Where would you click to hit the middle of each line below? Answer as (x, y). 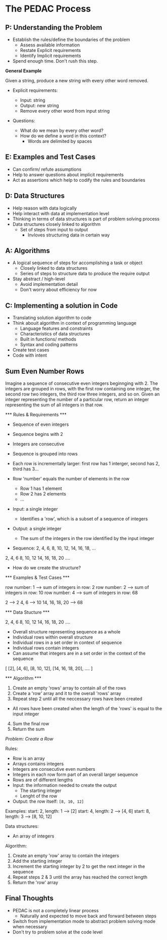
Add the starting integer (37, 861)
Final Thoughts (30, 898)
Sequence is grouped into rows (45, 454)
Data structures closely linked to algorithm (57, 224)
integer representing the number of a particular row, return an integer (77, 400)
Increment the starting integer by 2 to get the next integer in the (79, 866)
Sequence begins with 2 (38, 434)
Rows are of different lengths (43, 780)
